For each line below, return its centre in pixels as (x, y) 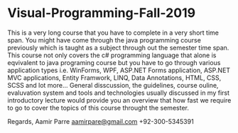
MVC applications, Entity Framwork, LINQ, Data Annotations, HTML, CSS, (114, 77)
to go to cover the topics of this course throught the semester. (98, 108)
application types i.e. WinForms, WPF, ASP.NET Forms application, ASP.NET (119, 70)
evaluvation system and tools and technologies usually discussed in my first (118, 93)
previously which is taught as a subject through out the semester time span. (118, 47)
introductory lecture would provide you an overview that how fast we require (119, 100)
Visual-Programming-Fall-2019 (102, 13)
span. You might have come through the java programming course (104, 40)
